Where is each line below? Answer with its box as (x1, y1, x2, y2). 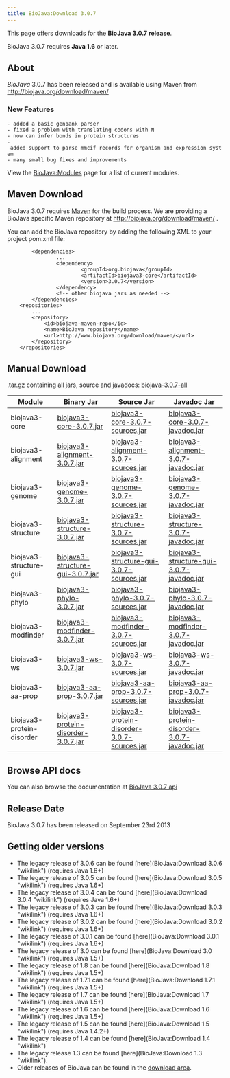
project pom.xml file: (7, 234, 65, 243)
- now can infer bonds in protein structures (7, 132, 139, 139)
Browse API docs (7, 764, 81, 776)
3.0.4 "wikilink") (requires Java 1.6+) (16, 895, 120, 903)
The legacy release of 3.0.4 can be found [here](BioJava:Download (16, 888, 207, 897)
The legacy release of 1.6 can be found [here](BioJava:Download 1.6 (16, 1004, 210, 1013)
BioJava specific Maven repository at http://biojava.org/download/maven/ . (7, 214, 219, 222)
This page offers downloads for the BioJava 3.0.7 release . (7, 29, 172, 37)
